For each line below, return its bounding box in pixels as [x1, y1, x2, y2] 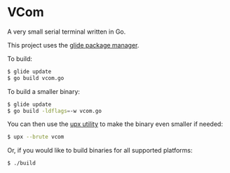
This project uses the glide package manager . [7, 41, 140, 49]
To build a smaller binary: [7, 87, 81, 95]
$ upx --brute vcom [7, 134, 65, 141]
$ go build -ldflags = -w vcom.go [7, 107, 102, 114]
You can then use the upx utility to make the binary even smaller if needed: [7, 120, 223, 128]
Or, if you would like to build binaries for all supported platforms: [7, 146, 193, 155]
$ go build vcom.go [7, 74, 65, 81]
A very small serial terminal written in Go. [7, 27, 126, 36]
